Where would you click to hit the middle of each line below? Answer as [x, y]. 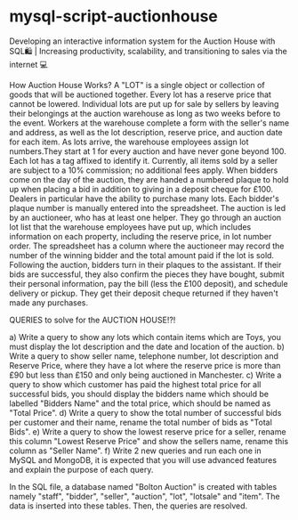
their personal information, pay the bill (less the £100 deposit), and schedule [149, 283]
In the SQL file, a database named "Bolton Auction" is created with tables [143, 486]
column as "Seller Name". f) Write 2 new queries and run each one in [135, 451]
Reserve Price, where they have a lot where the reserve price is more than [145, 365]
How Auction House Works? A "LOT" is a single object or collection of [137, 85]
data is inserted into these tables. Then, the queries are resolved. [129, 506]
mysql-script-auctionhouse [113, 16]
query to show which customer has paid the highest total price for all [135, 384]
